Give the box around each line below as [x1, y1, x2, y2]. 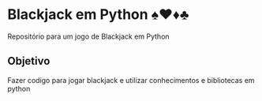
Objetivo [7, 54, 51, 68]
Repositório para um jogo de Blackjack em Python [7, 32, 170, 41]
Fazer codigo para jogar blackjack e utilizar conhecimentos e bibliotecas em [7, 75, 255, 84]
